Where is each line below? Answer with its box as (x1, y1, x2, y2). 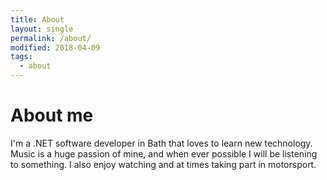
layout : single (10, 24, 74, 34)
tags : (10, 52, 33, 62)
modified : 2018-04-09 (10, 42, 101, 53)
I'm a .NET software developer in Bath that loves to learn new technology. (10, 137, 313, 149)
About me (10, 104, 94, 127)
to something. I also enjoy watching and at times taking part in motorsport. (10, 158, 317, 170)
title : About (10, 14, 65, 25)
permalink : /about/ (10, 33, 92, 43)
